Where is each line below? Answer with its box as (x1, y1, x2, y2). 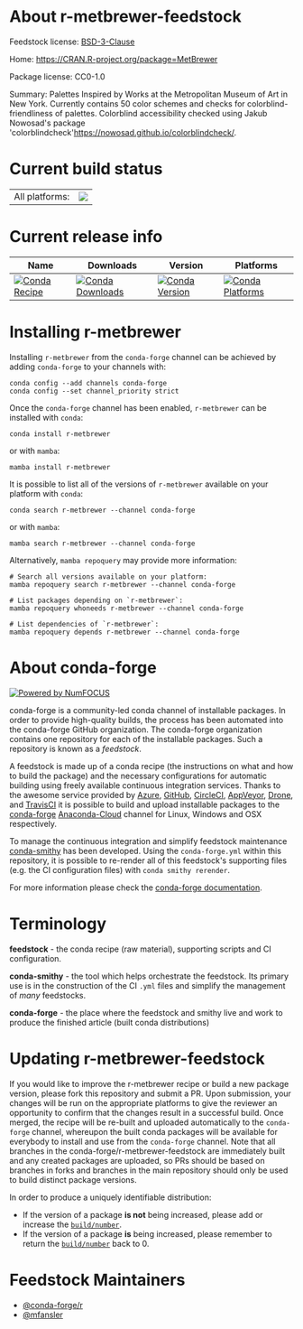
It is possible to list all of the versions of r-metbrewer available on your (9, 479, 269, 489)
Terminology (9, 914, 106, 934)
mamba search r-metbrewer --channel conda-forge (9, 539, 196, 548)
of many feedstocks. (9, 990, 87, 1000)
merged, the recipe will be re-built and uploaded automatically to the (9, 1117, 264, 1128)
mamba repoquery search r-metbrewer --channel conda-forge (9, 580, 236, 589)
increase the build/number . (22, 1219, 123, 1230)
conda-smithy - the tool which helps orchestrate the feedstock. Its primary (9, 971, 289, 981)
